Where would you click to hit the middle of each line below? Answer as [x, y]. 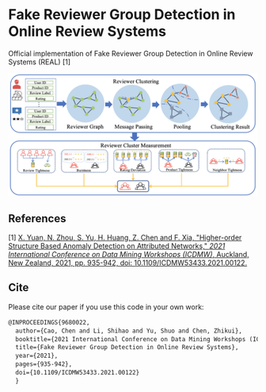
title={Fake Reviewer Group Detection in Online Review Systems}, [127, 348]
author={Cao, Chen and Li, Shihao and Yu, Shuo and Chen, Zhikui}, [129, 331]
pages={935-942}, [44, 364]
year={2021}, [37, 356]
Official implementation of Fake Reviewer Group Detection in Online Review [131, 53]
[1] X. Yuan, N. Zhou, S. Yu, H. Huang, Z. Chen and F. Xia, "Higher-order [125, 238]
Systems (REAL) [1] [40, 62]
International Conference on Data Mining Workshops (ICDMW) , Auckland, [129, 255]
